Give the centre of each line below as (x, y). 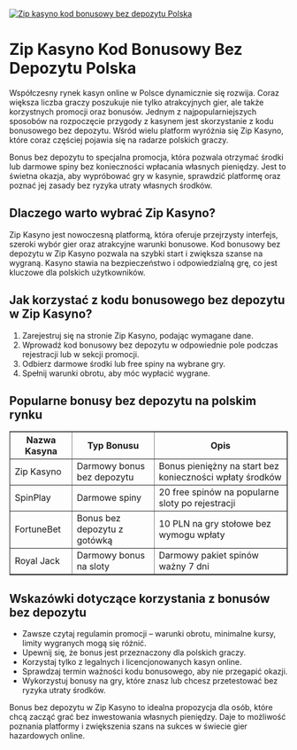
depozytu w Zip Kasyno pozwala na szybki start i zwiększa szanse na (136, 254)
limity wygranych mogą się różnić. (84, 644)
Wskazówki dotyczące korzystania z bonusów (140, 598)
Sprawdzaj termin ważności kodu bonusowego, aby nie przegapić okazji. (155, 672)
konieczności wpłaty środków (220, 477)
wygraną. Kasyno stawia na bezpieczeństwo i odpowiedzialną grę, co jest (144, 262)
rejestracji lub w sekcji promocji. (80, 354)
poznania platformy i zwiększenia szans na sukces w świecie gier (128, 726)
